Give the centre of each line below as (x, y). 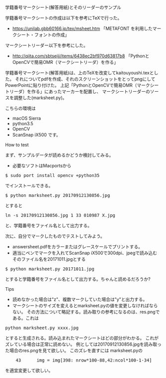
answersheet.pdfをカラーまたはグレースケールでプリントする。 (78, 247)
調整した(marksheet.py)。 (40, 98)
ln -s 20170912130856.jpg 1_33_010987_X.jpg (60, 215)
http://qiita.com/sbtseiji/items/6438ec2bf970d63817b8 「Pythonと (81, 56)
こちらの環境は (20, 108)
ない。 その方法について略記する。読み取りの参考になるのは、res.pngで (86, 312)
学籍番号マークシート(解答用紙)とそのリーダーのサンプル (63, 7)
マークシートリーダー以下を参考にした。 (46, 45)
